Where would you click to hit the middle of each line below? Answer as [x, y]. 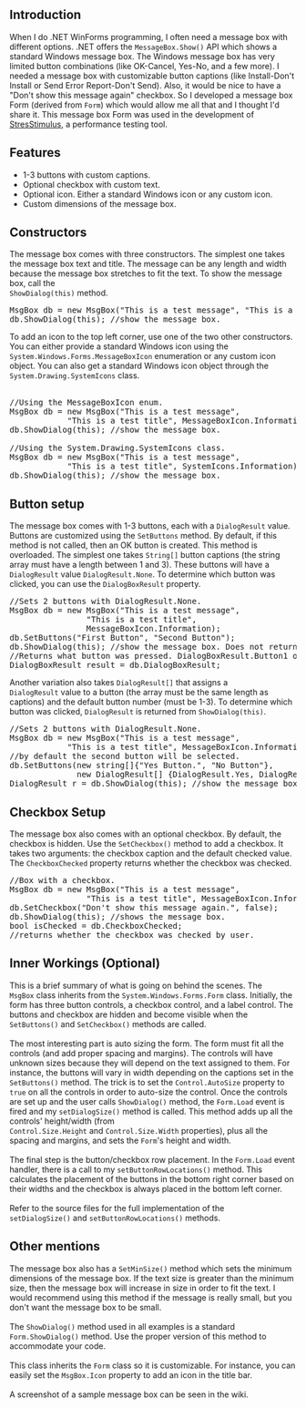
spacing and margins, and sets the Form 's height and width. [121, 1140]
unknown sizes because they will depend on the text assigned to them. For [150, 1063]
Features [35, 153]
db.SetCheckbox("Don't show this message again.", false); [144, 908]
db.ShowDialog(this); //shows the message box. [117, 917]
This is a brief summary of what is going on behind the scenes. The [136, 985]
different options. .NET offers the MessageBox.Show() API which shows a [143, 46]
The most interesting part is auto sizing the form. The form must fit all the [147, 1044]
